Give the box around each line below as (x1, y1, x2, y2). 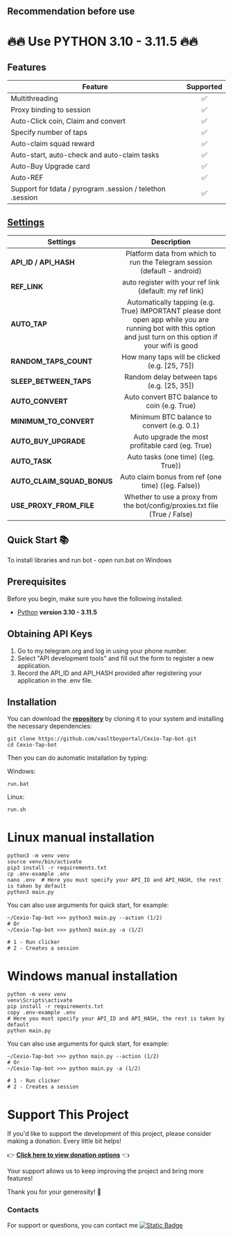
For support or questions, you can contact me (7, 1221, 139, 1229)
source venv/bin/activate (7, 859, 82, 865)
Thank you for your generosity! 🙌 (7, 1188, 102, 1196)
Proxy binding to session (10, 105, 92, 115)
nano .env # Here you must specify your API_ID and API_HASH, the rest (7, 877, 222, 884)
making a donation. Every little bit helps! (7, 1137, 121, 1146)
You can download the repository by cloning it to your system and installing (7, 715, 224, 723)
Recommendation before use (7, 6, 135, 17)
